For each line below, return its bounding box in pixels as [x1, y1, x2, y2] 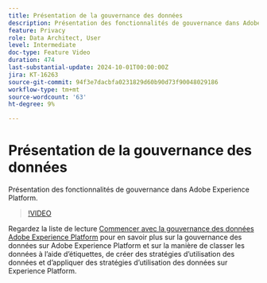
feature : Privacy [8, 26, 66, 34]
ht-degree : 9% [8, 100, 56, 108]
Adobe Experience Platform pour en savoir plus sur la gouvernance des [8, 232, 242, 242]
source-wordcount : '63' [8, 93, 87, 101]
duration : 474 [8, 56, 56, 64]
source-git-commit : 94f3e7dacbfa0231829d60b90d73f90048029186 [8, 78, 219, 86]
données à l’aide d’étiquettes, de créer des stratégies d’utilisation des [8, 250, 235, 259]
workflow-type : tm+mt [8, 85, 80, 94]
